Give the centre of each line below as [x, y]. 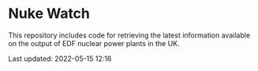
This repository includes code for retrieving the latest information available [129, 35]
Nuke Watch [49, 14]
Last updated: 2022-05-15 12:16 [60, 59]
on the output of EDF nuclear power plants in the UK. [94, 43]
